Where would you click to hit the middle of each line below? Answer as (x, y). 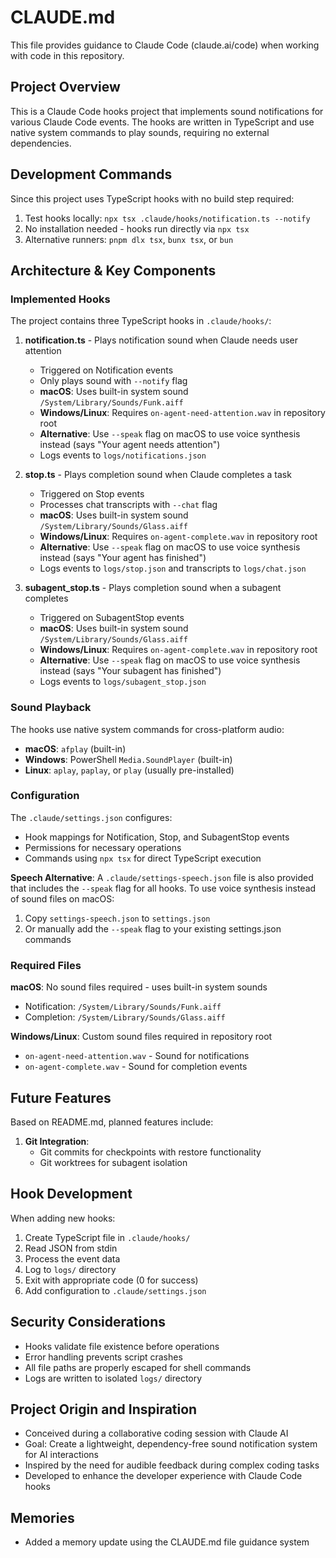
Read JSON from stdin (71, 1248)
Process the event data (72, 1258)
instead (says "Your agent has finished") (123, 558)
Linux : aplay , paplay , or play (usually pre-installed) (129, 770)
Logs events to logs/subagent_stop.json (123, 682)
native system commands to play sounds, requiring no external (140, 132)
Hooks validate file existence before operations (122, 1346)
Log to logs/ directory (70, 1269)
